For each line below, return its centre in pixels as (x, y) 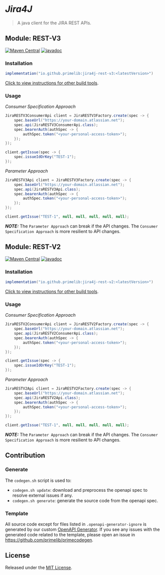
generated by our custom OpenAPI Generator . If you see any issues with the (82, 529)
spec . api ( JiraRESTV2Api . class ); (47, 398)
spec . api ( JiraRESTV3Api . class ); (47, 189)
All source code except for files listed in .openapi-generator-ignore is (76, 524)
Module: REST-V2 (33, 247)
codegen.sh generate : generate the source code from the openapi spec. (85, 500)
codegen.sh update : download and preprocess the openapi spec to (80, 490)
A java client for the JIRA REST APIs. (54, 23)
